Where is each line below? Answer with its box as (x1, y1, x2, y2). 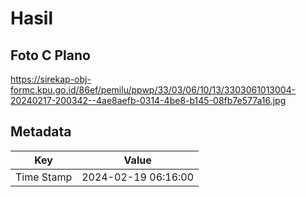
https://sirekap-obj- (10, 73, 92, 85)
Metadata (10, 123, 72, 141)
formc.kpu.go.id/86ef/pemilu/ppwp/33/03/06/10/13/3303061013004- (10, 84, 297, 96)
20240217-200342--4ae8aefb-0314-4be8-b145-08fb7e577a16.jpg (10, 95, 287, 106)
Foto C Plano (10, 47, 91, 64)
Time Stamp (15, 170, 73, 184)
